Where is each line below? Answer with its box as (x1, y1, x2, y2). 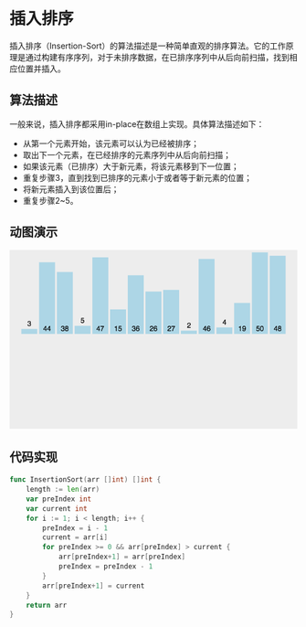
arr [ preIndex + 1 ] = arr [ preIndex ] (58, 552, 185, 562)
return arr (26, 600, 68, 610)
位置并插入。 (16, 63, 66, 74)
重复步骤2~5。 (22, 195, 79, 206)
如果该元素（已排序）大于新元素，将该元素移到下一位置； (22, 161, 239, 172)
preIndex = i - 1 (42, 523, 108, 533)
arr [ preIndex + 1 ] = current (42, 581, 145, 590)
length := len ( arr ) (26, 485, 100, 494)
